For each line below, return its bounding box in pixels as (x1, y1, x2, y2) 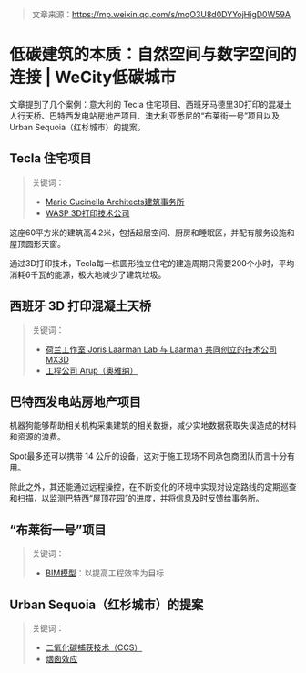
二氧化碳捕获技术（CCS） (45, 642, 143, 653)
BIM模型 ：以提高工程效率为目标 (45, 567, 165, 578)
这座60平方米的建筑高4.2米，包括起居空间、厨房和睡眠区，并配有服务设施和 (9, 227, 295, 238)
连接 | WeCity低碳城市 (9, 67, 177, 88)
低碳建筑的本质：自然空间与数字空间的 (9, 45, 298, 65)
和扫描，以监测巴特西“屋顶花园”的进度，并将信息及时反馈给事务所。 (9, 492, 264, 504)
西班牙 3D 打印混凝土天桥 (9, 298, 152, 314)
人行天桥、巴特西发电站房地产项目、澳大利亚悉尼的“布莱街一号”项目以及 (9, 109, 280, 121)
